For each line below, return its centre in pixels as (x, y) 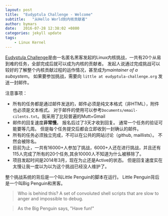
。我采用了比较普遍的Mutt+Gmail (71, 116)
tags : (11, 38)
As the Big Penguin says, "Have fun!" (56, 208)
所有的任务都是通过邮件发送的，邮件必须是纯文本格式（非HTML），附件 (86, 104)
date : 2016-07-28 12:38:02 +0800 (42, 29)
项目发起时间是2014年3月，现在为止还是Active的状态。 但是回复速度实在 (88, 160)
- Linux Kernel (30, 43)
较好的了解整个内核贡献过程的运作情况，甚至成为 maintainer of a (71, 70)
